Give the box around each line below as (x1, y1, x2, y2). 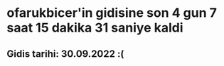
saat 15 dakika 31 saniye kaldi (6, 20, 183, 36)
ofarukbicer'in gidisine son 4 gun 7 (6, 5, 218, 21)
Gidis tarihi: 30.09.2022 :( (6, 48, 124, 60)
